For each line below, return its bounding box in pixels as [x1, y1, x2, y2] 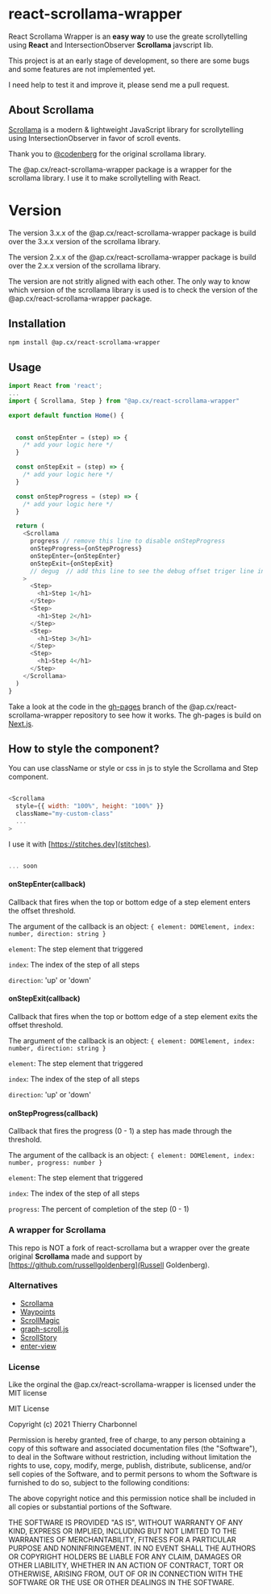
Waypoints [19, 1307, 56, 1317]
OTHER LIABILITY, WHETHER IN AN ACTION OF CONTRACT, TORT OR [8, 1561, 244, 1571]
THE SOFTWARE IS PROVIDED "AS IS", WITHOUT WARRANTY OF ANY [8, 1517, 244, 1528]
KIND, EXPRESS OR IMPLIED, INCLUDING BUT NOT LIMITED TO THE [8, 1526, 237, 1536]
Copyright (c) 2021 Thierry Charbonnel [8, 1420, 137, 1430]
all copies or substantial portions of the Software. [8, 1502, 172, 1512]
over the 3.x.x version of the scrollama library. [8, 236, 161, 246]
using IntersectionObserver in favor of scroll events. [8, 133, 181, 143]
